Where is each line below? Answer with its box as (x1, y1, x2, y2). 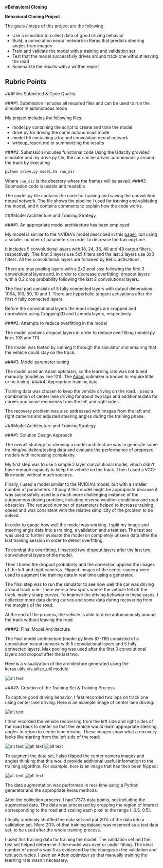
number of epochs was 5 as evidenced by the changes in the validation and (5, 847, 157, 852)
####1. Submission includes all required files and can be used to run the (5, 100, 150, 106)
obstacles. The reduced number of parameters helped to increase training (5, 502, 154, 508)
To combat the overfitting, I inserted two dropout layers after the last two (5, 547, 151, 553)
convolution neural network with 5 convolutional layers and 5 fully (5, 641, 137, 646)
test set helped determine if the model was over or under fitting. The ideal (5, 842, 153, 847)
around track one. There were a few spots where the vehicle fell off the (5, 586, 147, 592)
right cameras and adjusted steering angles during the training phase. (5, 413, 145, 419)
